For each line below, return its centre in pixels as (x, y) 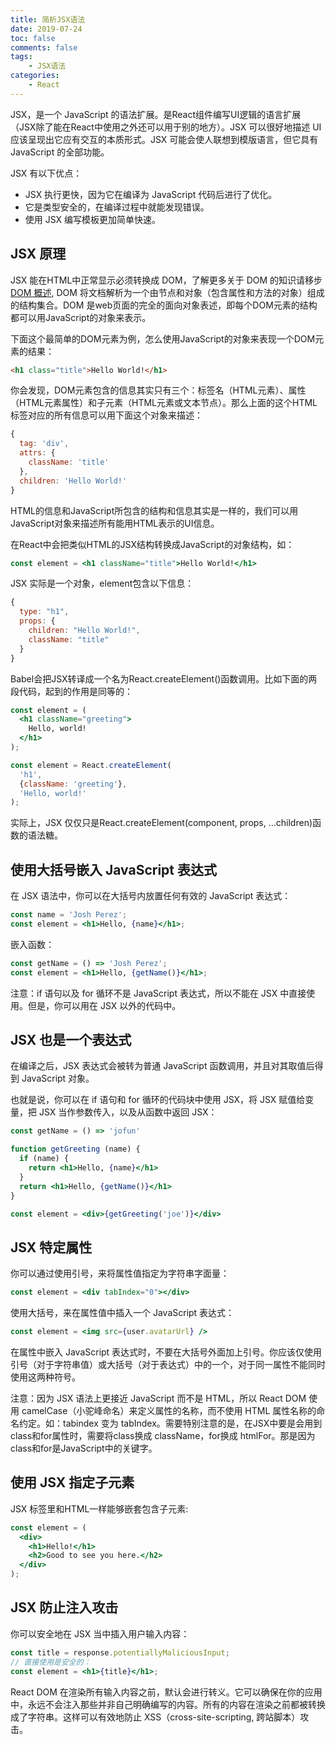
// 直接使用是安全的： (51, 1662)
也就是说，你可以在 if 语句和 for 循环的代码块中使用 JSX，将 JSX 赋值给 (158, 1100)
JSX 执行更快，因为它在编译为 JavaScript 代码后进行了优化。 (151, 194)
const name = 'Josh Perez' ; (69, 915)
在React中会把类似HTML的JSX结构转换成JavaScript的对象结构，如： (152, 544)
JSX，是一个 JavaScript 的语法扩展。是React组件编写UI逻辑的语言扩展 (156, 114)
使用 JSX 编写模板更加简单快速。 (93, 219)
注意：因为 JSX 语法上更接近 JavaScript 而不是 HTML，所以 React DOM (158, 1398)
